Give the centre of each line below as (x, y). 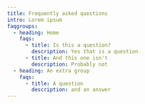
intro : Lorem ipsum (35, 20)
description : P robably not (70, 64)
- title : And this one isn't (66, 58)
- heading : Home (36, 32)
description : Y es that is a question (85, 52)
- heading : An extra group (51, 70)
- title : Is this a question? (68, 45)
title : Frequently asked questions (58, 13)
